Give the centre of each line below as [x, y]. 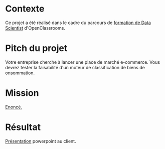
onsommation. [20, 73]
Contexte [25, 9]
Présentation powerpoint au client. [41, 141]
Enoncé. [14, 107]
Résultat [23, 127]
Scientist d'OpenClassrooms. [35, 28]
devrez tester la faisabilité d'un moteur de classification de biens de [75, 67]
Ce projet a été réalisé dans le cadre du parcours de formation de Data [78, 23]
